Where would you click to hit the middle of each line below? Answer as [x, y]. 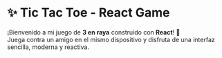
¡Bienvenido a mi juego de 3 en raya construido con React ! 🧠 [94, 32]
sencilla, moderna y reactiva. [48, 47]
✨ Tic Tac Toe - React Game [89, 13]
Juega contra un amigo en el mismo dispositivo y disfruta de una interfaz [111, 39]
